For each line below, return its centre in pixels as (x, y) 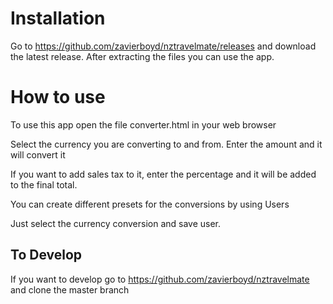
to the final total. (44, 184)
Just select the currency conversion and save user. (116, 223)
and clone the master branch (70, 289)
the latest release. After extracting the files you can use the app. (142, 56)
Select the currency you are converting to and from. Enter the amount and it (166, 144)
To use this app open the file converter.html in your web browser (143, 124)
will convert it (38, 154)
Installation (58, 18)
